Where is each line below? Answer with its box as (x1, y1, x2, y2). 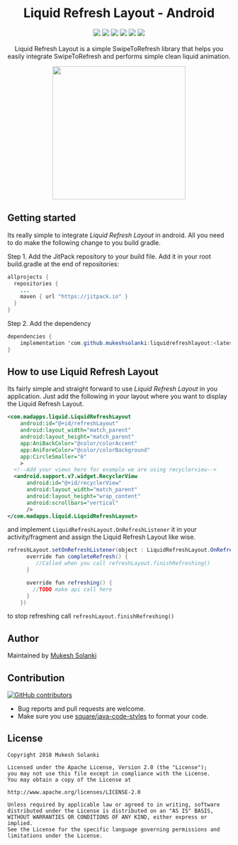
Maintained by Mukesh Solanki (7, 651, 97, 660)
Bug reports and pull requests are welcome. (17, 704, 146, 713)
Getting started (7, 212, 76, 224)
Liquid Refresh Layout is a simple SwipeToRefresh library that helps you (14, 44, 224, 53)
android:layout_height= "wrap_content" (25, 492, 141, 500)
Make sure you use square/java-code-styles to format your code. (17, 712, 209, 721)
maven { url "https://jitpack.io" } (20, 293, 129, 300)
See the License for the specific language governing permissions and (7, 826, 220, 833)
